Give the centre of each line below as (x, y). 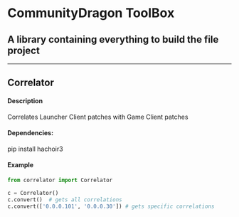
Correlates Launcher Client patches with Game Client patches (98, 117)
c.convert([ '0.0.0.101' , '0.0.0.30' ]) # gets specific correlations (111, 206)
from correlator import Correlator (60, 180)
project (24, 50)
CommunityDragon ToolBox (91, 13)
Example (21, 165)
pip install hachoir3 (35, 149)
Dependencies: (31, 133)
